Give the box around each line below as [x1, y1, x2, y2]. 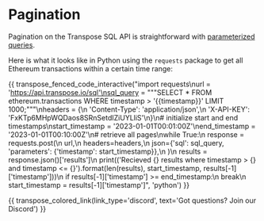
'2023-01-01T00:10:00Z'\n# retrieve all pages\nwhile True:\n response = [8, 129, 244, 139]
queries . [8, 40, 36, 49]
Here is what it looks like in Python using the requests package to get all [8, 55, 243, 65]
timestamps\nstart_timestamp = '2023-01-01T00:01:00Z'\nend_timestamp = [8, 121, 256, 131]
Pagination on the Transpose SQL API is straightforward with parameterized [8, 32, 255, 41]
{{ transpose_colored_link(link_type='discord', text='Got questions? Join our [8, 196, 257, 205]
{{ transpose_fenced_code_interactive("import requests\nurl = [8, 79, 212, 89]
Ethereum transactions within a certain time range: [8, 63, 173, 73]
